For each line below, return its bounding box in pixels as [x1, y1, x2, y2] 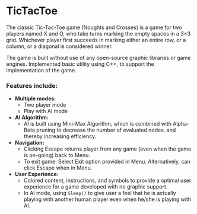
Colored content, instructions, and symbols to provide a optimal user [23, 177, 192, 184]
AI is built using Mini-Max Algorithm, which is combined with [23, 120, 172, 127]
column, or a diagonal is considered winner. [6, 43, 113, 50]
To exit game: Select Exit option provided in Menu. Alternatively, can [23, 158, 191, 165]
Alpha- [173, 120, 190, 127]
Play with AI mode [23, 108, 68, 115]
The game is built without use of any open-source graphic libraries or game [6, 54, 191, 61]
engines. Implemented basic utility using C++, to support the [6, 60, 154, 68]
